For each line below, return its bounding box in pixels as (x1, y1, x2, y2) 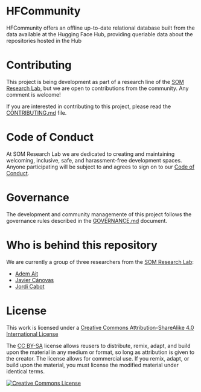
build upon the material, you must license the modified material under (6, 361, 179, 368)
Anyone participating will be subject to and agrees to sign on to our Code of (6, 163, 195, 170)
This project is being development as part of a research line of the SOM (6, 78, 184, 85)
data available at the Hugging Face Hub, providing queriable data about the (6, 30, 193, 37)
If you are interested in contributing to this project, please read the (6, 103, 171, 110)
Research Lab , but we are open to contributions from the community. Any (6, 85, 189, 92)
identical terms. (6, 367, 45, 375)
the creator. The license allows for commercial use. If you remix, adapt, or (6, 355, 190, 362)
